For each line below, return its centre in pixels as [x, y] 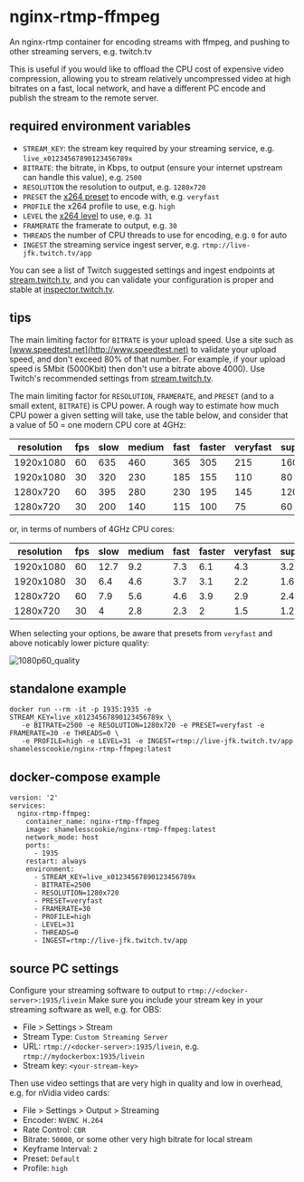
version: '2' [34, 798]
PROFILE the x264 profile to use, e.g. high [99, 206]
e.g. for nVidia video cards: [60, 1093]
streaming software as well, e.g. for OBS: [85, 1009]
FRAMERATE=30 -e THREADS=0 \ [64, 733]
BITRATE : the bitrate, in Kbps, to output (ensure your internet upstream [152, 167]
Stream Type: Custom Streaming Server [95, 1037]
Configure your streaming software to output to [97, 990]
